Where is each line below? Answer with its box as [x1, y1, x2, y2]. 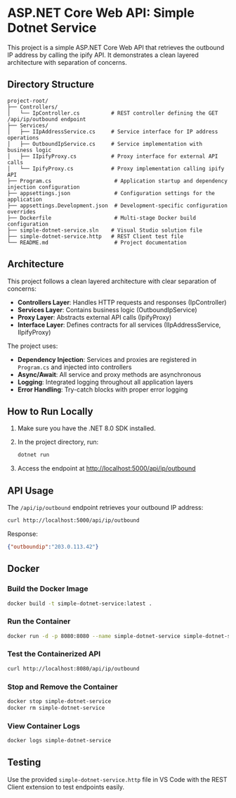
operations [7, 134, 39, 142]
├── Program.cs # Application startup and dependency [7, 177, 228, 185]
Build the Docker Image [7, 584, 88, 594]
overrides [7, 208, 37, 216]
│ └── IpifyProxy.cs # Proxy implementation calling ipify [7, 165, 225, 172]
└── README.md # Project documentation [7, 239, 188, 246]
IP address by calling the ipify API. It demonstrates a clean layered [7, 51, 199, 59]
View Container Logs [7, 721, 81, 730]
